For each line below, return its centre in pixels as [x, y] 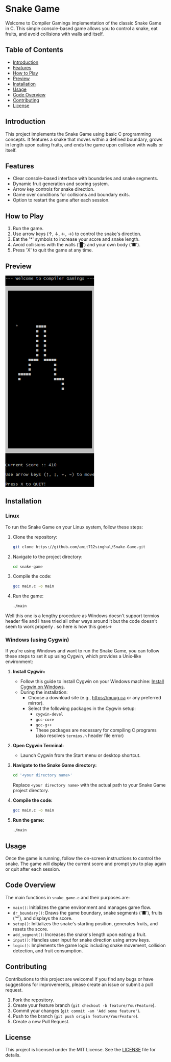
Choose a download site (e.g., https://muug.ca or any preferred [94, 698]
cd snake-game [28, 567]
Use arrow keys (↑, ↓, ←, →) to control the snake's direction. [77, 234]
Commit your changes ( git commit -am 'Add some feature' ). [77, 1010]
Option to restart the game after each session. [61, 200]
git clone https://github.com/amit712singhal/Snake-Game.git [79, 547]
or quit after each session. [33, 869]
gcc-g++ [44, 725]
